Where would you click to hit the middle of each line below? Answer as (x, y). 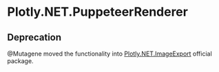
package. (20, 61)
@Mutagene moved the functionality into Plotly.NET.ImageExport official (109, 53)
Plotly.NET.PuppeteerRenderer (97, 12)
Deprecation (34, 37)
